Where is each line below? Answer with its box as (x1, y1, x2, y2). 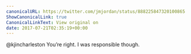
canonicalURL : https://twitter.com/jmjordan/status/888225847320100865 (6, 8, 185, 15)
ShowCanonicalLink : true (6, 14, 67, 20)
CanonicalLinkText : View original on (6, 19, 99, 25)
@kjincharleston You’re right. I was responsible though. (6, 41, 140, 48)
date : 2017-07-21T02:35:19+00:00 (6, 25, 88, 31)
